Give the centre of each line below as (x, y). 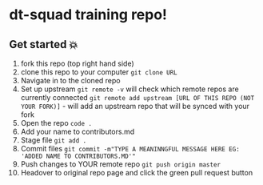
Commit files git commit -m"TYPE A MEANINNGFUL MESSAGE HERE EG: (130, 149)
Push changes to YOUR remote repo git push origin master (120, 164)
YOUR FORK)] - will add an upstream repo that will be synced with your (135, 106)
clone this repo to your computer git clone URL (99, 72)
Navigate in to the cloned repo (70, 80)
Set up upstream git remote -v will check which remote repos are (130, 89)
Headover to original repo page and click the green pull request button (137, 173)
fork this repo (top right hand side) (77, 63)
